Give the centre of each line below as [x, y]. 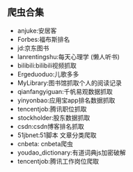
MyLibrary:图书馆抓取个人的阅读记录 [69, 83]
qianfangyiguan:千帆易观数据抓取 [65, 91]
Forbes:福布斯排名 [44, 39]
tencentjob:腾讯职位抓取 [52, 109]
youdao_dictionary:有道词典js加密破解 [71, 153]
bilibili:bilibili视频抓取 [47, 65]
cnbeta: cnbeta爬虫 [45, 143]
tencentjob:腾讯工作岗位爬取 [58, 161]
